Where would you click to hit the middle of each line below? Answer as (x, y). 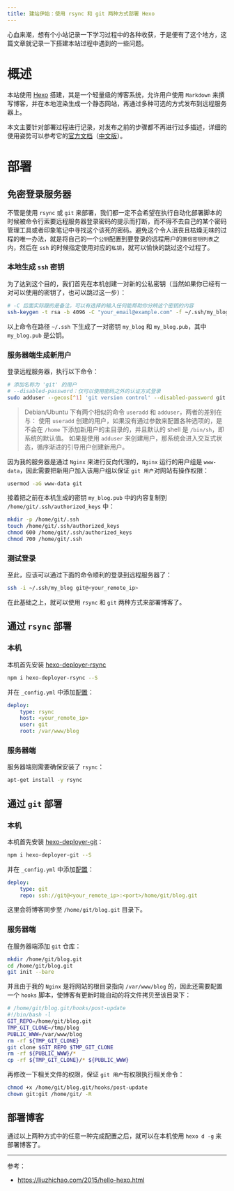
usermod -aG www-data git (45, 483)
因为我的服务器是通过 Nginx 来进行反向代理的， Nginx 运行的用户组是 (105, 461)
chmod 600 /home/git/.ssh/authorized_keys (70, 533)
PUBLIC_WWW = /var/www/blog (45, 1034)
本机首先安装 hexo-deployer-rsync (57, 665)
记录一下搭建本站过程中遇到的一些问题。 (89, 43)
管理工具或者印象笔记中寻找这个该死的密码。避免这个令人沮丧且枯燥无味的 (114, 230)
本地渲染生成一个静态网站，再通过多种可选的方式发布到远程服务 (135, 103)
